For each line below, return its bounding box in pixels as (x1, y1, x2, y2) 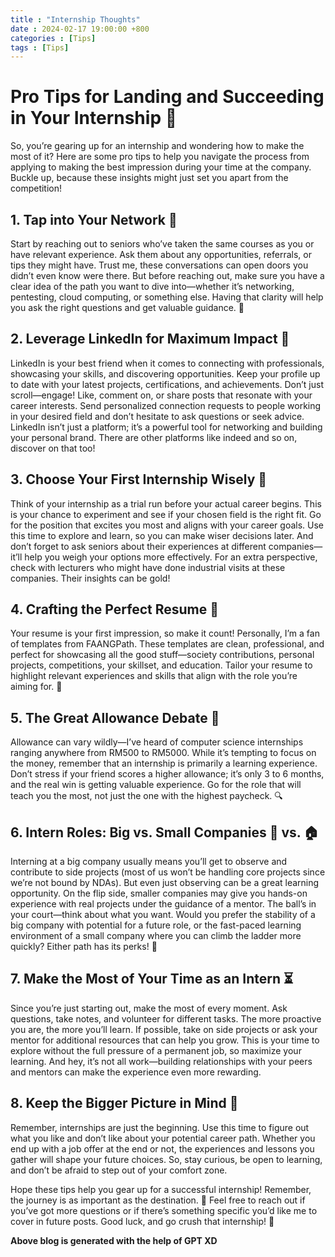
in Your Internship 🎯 (10, 107, 178, 130)
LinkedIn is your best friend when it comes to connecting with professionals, (10, 357, 325, 369)
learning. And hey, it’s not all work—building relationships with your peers (10, 1055, 313, 1067)
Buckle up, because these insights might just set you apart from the (10, 172, 289, 184)
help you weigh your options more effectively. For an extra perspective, (24, 551, 318, 563)
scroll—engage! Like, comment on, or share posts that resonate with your (10, 389, 313, 401)
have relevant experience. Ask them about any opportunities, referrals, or (10, 249, 313, 260)
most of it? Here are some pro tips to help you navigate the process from (10, 151, 310, 163)
